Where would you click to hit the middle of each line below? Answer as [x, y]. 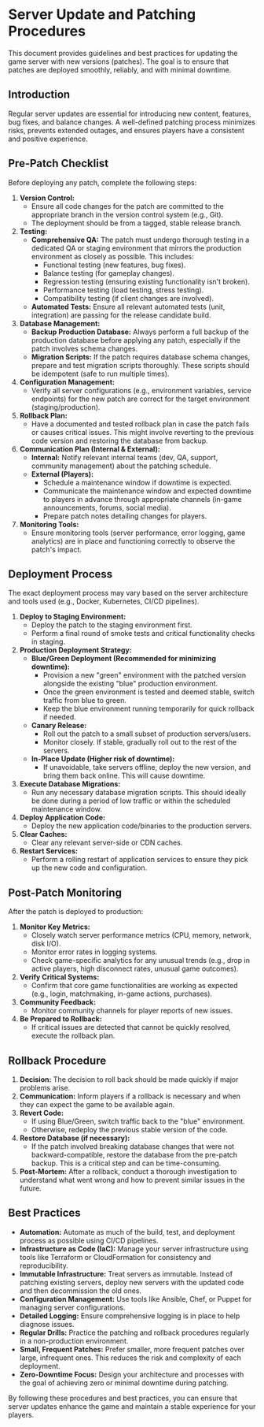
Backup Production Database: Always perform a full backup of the [140, 332]
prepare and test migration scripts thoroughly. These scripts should [140, 365]
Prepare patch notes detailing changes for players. [125, 516]
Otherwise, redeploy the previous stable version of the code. [129, 1130]
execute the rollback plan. [73, 1036]
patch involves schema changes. [84, 348]
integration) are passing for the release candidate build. [121, 315]
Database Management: [60, 323]
